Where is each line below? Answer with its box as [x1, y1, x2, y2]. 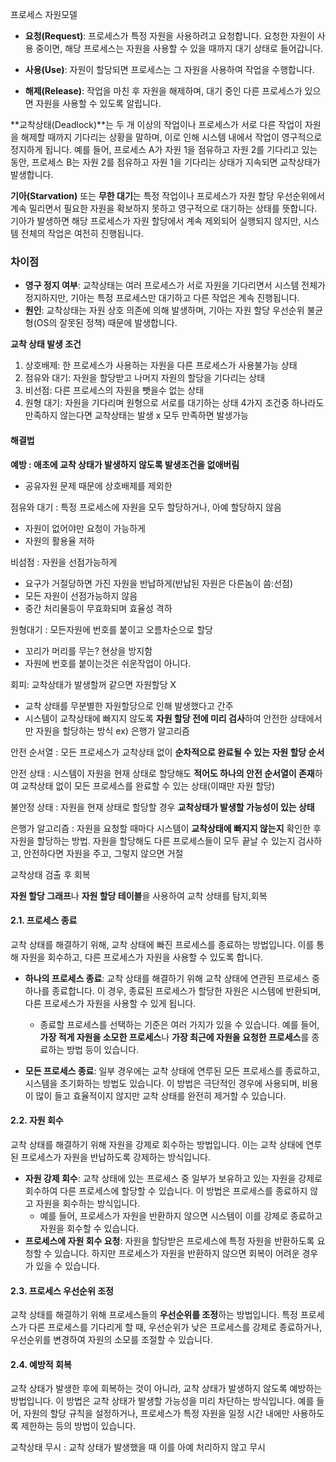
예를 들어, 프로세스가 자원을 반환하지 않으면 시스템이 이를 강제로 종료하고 [39, 1209, 323, 1222]
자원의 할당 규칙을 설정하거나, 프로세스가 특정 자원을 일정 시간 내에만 [23, 1408, 290, 1420]
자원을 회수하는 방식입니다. [35, 1197, 141, 1209]
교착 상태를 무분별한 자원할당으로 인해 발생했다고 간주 [24, 699, 234, 712]
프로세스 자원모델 [10, 9, 78, 20]
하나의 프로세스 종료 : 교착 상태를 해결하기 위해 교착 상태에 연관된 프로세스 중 [24, 972, 320, 984]
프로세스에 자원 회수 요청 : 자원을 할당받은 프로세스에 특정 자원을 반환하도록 [24, 1234, 315, 1247]
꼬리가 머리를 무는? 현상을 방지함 [24, 644, 153, 657]
